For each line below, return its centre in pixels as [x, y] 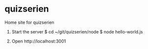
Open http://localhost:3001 [39, 41]
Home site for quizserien [29, 22]
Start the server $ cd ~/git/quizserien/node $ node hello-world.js [77, 32]
